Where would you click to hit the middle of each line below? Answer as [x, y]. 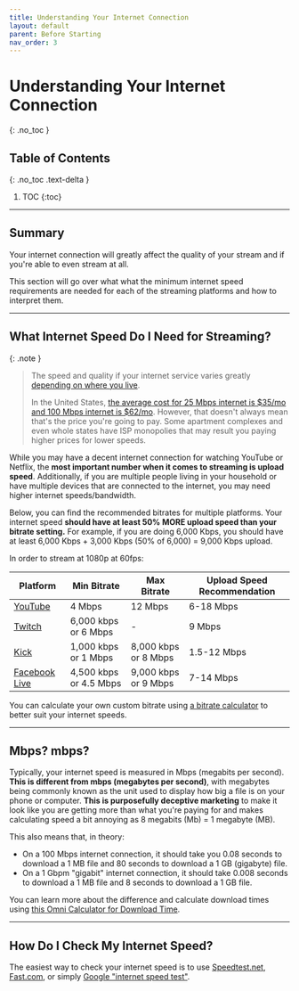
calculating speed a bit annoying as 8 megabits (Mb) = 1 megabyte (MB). [142, 820]
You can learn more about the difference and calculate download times [139, 900]
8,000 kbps [155, 646]
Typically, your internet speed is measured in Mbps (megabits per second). [147, 773]
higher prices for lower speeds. [89, 440]
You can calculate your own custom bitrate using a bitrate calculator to [139, 705]
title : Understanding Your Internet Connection [99, 17]
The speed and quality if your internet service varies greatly [141, 375]
